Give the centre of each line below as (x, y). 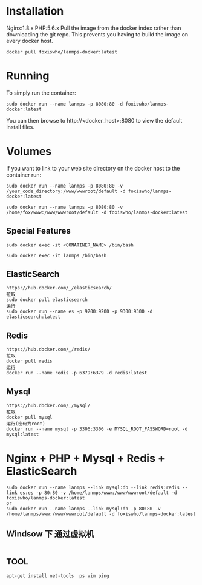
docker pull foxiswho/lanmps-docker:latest (62, 52)
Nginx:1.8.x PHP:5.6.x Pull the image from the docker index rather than (94, 28)
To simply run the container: (41, 93)
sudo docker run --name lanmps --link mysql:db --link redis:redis (93, 487)
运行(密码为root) (26, 424)
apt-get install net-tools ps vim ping (58, 576)
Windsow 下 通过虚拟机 (50, 534)
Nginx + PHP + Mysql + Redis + (86, 458)
